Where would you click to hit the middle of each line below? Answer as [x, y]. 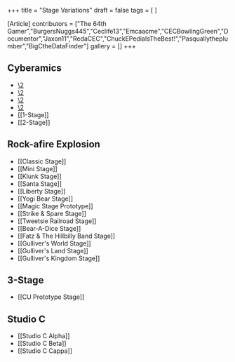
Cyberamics [34, 68]
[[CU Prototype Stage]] [51, 297]
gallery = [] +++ [113, 46]
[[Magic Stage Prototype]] [55, 206]
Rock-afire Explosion [54, 144]
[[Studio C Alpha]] [43, 336]
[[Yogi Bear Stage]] [45, 199]
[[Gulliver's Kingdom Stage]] [59, 258]
